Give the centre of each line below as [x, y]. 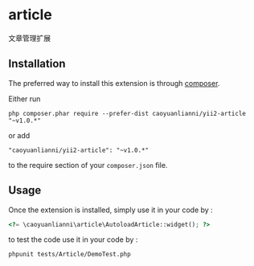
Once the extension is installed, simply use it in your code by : [111, 210]
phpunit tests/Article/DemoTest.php [70, 255]
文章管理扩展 [29, 38]
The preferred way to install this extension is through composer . [114, 83]
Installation [37, 64]
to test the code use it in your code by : [73, 239]
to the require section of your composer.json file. [88, 165]
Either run [25, 99]
